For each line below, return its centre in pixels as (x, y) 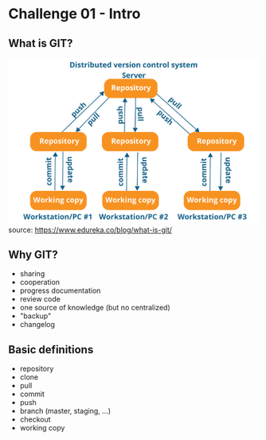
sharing (32, 274)
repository (37, 369)
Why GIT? (33, 254)
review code (40, 299)
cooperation (40, 282)
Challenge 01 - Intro (74, 14)
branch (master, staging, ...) (65, 411)
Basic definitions (51, 350)
